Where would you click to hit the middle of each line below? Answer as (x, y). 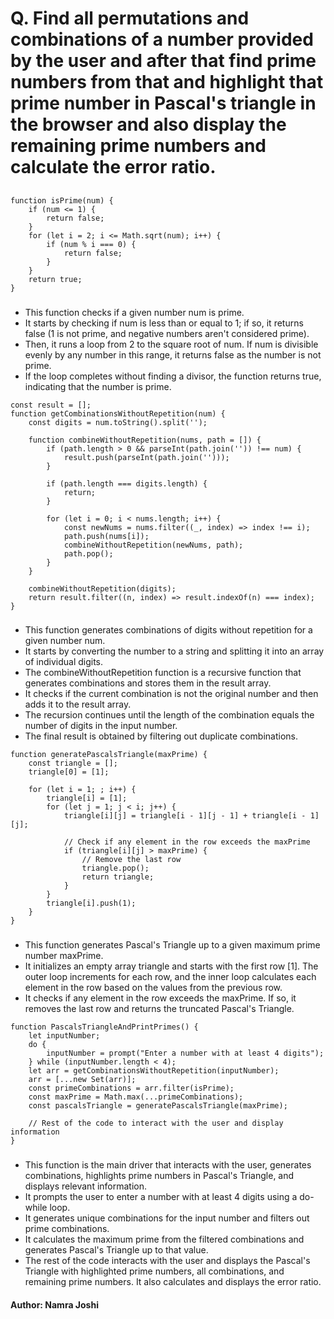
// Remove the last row (131, 860)
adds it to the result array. (78, 704)
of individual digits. (64, 662)
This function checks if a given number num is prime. (134, 312)
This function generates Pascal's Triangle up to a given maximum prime (172, 945)
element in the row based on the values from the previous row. (153, 988)
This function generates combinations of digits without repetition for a (168, 630)
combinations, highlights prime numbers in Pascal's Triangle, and (159, 1176)
